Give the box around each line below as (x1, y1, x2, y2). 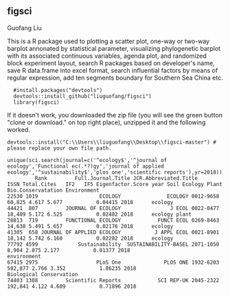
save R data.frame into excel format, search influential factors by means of (7, 66, 218, 74)
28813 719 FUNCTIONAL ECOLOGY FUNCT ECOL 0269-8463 (7, 216, 220, 224)
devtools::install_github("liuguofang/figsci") (13, 93, 152, 100)
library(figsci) (13, 99, 60, 106)
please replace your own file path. (7, 144, 112, 152)
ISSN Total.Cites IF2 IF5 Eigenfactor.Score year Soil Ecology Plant (7, 181, 223, 187)
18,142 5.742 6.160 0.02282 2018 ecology (7, 235, 174, 242)
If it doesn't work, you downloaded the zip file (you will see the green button (7, 111, 223, 119)
